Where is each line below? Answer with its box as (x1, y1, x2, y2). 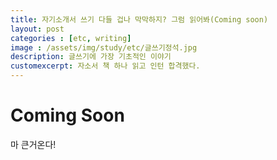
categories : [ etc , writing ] (10, 33, 132, 43)
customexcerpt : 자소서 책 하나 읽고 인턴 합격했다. (10, 61, 201, 71)
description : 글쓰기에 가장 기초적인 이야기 (10, 52, 172, 62)
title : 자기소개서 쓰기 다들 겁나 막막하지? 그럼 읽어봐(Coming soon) (10, 14, 269, 25)
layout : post (10, 24, 65, 34)
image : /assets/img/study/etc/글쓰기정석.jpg (10, 42, 198, 53)
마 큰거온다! (10, 138, 57, 150)
